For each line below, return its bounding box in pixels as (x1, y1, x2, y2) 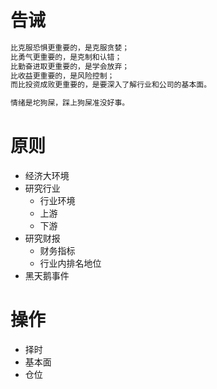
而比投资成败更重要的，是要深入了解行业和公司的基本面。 (10, 80, 212, 90)
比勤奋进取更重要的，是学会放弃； (10, 61, 130, 71)
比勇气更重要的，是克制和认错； (10, 52, 123, 62)
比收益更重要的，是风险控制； (10, 71, 115, 81)
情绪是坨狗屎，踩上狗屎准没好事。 (10, 98, 130, 108)
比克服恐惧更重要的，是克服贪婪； (10, 42, 130, 53)
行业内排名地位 (39, 257, 102, 270)
